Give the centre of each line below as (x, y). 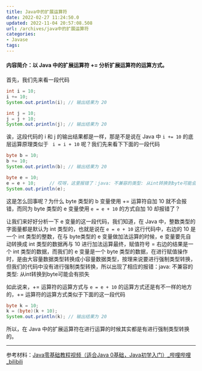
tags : (13, 46)
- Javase (17, 40)
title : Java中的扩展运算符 (37, 12)
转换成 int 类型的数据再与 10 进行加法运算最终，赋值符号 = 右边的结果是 (99, 244)
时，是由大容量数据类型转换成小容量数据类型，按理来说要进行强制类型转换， (101, 259)
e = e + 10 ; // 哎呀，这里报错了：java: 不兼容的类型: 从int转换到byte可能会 (101, 183)
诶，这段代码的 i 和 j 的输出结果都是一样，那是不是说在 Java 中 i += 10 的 (97, 136)
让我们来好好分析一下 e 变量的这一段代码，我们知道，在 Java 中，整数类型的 (101, 221)
